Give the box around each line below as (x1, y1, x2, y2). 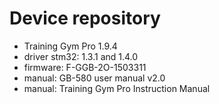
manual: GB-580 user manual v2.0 (23, 72, 166, 84)
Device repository (9, 7, 161, 30)
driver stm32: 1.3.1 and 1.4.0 (23, 50, 139, 62)
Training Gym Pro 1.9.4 (23, 40, 118, 52)
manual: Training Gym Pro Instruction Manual (23, 82, 211, 94)
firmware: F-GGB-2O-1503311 (23, 61, 147, 73)
